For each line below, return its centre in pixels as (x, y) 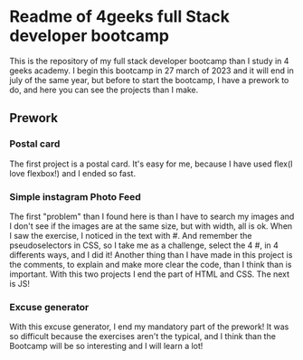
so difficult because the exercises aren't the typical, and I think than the (142, 336)
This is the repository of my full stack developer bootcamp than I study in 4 (149, 61)
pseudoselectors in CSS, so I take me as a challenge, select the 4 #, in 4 (144, 245)
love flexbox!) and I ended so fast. (73, 173)
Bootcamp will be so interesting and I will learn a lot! (106, 346)
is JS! (19, 283)
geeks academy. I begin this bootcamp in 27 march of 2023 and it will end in (151, 71)
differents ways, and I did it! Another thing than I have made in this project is (151, 254)
